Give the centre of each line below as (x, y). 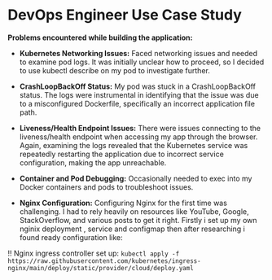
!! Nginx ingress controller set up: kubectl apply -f (94, 253)
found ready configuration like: (71, 237)
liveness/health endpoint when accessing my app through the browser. (138, 137)
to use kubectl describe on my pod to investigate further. (115, 70)
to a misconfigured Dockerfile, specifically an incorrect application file (137, 103)
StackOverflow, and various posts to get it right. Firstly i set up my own (138, 220)
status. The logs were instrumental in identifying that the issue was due (139, 94)
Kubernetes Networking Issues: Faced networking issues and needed (138, 53)
